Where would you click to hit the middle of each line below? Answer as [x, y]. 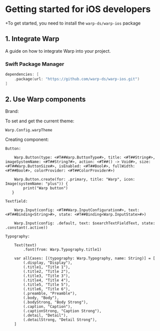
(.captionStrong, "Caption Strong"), [62, 311]
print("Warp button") [46, 188]
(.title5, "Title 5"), [47, 285]
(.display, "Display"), [48, 263]
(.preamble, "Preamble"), [50, 294]
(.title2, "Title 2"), [47, 272]
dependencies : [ [22, 74]
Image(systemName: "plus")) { [37, 184]
